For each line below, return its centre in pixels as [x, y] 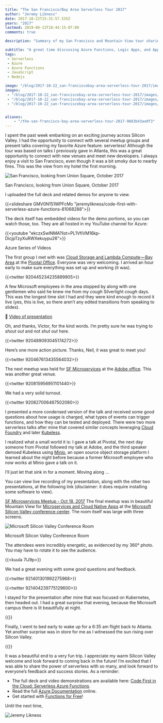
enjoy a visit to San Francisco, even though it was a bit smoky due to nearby [81, 161]
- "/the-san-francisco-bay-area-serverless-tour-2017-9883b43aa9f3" [84, 121]
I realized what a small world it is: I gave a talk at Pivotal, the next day [74, 442]
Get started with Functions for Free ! [48, 696]
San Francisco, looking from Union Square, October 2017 [62, 185]
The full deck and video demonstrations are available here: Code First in [84, 681]
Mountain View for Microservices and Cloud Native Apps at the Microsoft [78, 506]
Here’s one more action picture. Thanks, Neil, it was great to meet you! [75, 350]
